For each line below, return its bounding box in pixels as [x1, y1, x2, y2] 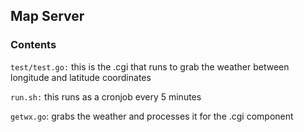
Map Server [10, 8, 85, 25]
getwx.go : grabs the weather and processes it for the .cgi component [10, 110, 294, 122]
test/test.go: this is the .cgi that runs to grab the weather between [10, 60, 290, 73]
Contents [10, 38, 57, 52]
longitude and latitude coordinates [10, 71, 152, 83]
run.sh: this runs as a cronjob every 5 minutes [10, 90, 202, 103]
